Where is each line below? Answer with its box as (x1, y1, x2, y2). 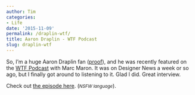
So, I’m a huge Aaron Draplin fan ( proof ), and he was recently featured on (6, 58, 187, 65)
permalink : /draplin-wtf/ (6, 31, 70, 37)
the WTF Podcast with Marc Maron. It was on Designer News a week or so (6, 64, 189, 71)
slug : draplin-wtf (6, 42, 52, 48)
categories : (6, 14, 36, 20)
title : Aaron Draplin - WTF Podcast (6, 36, 97, 42)
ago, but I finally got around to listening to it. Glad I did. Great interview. (6, 71, 181, 78)
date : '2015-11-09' (6, 25, 55, 31)
